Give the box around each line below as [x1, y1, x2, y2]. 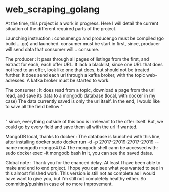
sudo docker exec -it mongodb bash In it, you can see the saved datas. [5, 150, 153, 156]
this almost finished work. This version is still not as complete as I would [5, 170, 156, 176]
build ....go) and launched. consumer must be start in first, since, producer [5, 40, 160, 46]
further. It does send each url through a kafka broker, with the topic [5, 72, 145, 78]
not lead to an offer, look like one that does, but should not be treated [5, 67, 150, 73]
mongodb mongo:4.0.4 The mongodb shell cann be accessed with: [18, 144, 158, 150]
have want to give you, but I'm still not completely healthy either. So [5, 175, 146, 181]
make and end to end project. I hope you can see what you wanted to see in [5, 165, 163, 171]
